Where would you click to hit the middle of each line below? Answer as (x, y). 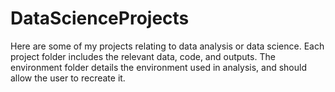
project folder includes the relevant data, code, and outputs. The (143, 56)
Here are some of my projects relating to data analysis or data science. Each (167, 46)
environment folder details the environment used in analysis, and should (158, 67)
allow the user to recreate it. (68, 78)
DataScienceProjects (100, 18)
